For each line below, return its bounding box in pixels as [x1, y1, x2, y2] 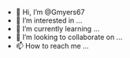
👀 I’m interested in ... [15, 16, 83, 25]
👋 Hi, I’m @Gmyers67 [15, 8, 85, 16]
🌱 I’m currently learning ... [15, 24, 100, 33]
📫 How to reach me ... [15, 42, 89, 50]
